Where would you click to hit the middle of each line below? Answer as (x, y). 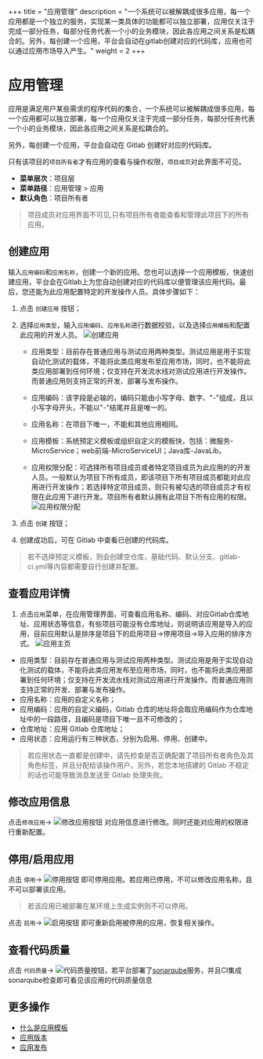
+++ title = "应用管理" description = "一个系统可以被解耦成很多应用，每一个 (130, 11)
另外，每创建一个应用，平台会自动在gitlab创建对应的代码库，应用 (133, 41)
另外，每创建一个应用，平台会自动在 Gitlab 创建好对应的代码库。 (112, 144)
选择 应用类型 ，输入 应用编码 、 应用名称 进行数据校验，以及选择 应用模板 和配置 (135, 325)
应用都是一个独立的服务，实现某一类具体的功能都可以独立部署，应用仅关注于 (131, 21)
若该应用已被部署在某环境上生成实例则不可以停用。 (110, 906)
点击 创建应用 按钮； (50, 308)
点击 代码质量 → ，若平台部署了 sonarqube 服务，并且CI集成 (125, 970)
